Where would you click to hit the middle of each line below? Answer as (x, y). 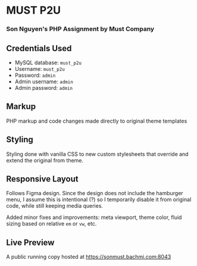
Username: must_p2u (40, 68)
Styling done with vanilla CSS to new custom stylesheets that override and (97, 154)
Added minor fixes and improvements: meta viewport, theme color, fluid (94, 217)
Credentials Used (39, 48)
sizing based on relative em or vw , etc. (51, 224)
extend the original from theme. (45, 160)
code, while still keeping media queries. (54, 206)
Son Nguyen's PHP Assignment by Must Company (80, 29)
